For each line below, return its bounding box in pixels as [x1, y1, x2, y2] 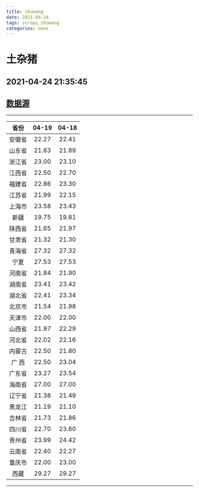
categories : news [6, 25, 49, 31]
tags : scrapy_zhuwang [6, 20, 60, 26]
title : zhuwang [6, 8, 44, 15]
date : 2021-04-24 [6, 14, 49, 20]
